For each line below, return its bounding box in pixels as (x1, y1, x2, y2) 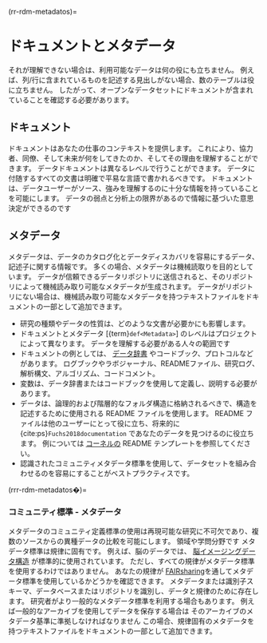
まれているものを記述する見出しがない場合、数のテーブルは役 (53, 75, 255, 85)
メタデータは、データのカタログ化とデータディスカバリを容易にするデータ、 (8, 252, 259, 261)
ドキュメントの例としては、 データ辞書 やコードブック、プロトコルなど (19, 348, 253, 358)
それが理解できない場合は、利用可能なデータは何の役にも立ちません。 (8, 65, 239, 74)
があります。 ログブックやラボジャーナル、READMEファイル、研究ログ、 (19, 359, 259, 368)
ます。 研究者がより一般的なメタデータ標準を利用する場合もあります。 (8, 596, 239, 605)
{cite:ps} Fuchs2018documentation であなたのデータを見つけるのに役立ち (19, 428, 255, 438)
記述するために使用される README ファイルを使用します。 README (19, 408, 245, 418)
